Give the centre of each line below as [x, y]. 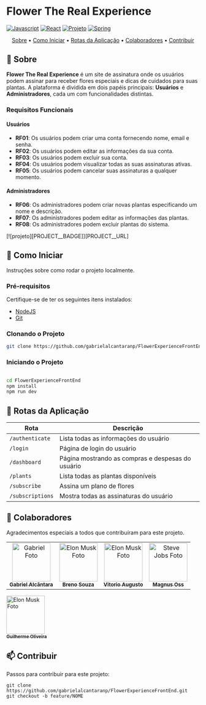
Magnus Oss [168, 584]
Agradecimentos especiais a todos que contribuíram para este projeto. [96, 533]
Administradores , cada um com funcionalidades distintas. [80, 94]
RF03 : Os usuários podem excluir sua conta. [71, 157]
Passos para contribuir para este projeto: [58, 674]
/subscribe [25, 486]
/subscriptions [32, 496]
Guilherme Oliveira [27, 636]
